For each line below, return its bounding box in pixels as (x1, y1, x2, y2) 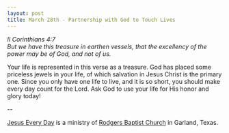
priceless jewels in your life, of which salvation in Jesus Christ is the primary (7, 70, 222, 78)
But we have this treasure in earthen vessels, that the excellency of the (7, 42, 207, 50)
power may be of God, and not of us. (7, 49, 111, 58)
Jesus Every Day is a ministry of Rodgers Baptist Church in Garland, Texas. (7, 118, 219, 126)
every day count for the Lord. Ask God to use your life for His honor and (7, 85, 210, 93)
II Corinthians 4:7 (7, 35, 56, 43)
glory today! (7, 91, 41, 100)
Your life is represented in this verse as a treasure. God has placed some (7, 63, 212, 71)
